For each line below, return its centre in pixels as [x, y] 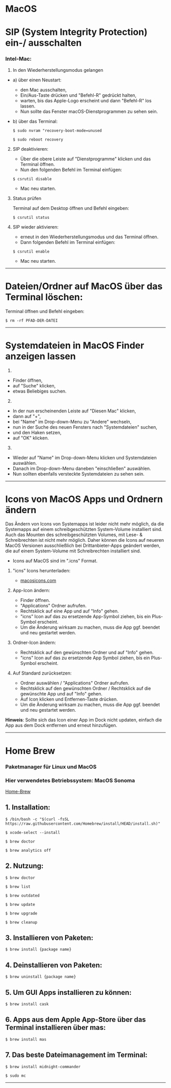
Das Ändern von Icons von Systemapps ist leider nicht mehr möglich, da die [85, 524]
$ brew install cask [27, 1004]
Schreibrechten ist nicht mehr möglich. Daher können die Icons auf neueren [85, 540]
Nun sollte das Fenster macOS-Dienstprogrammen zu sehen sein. [89, 111]
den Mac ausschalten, [44, 90]
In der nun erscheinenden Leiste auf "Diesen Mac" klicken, [74, 411]
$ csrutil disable [32, 179]
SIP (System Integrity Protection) [76, 32]
